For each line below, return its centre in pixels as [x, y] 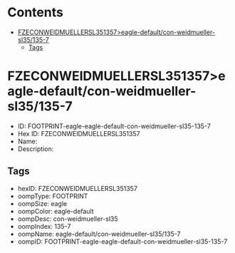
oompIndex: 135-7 [44, 226]
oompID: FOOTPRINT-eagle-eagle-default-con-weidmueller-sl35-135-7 [122, 241]
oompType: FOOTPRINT [53, 196]
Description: [36, 149]
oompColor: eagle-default [56, 211]
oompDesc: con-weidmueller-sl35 [68, 219]
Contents [36, 12]
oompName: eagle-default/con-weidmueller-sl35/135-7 [99, 234]
